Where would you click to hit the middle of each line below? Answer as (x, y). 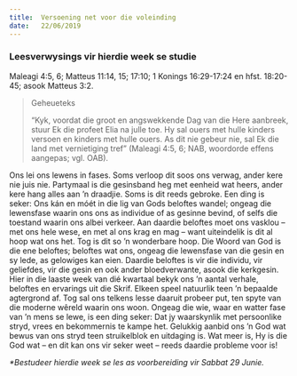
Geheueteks (53, 102)
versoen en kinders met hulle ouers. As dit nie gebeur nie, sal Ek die (155, 139)
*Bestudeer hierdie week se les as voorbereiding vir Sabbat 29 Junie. (137, 362)
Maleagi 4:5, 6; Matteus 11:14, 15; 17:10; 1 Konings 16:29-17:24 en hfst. (136, 76)
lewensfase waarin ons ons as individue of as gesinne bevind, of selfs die (144, 212)
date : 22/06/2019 (45, 26)
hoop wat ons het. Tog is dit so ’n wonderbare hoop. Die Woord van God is (145, 241)
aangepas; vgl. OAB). (70, 157)
